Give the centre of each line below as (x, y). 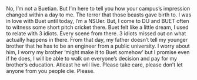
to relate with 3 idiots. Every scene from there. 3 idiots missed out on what (96, 34)
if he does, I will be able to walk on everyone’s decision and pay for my (92, 59)
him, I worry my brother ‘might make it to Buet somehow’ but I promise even (98, 52)
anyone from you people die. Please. (51, 71)
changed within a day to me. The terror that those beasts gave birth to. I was (99, 15)
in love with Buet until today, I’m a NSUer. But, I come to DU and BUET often (98, 21)
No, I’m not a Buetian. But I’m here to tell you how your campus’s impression (98, 9)
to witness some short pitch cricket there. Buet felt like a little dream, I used (97, 27)
